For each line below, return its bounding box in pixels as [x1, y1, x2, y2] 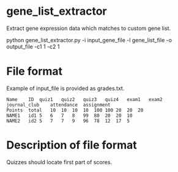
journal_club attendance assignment [6, 102, 111, 108]
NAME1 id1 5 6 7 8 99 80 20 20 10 [6, 112, 133, 119]
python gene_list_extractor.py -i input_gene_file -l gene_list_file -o [6, 36, 172, 43]
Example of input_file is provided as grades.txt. [6, 84, 125, 92]
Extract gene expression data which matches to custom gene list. [6, 24, 171, 32]
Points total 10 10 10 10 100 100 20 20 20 [6, 107, 144, 113]
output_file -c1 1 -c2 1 [6, 43, 60, 50]
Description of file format [6, 138, 138, 152]
